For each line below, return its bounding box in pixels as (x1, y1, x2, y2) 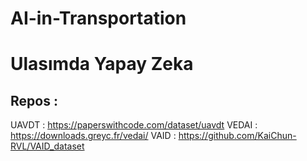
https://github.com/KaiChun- (178, 130, 297, 142)
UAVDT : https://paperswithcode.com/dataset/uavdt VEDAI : (10, 119, 258, 131)
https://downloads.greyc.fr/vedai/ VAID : (10, 130, 177, 142)
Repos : (10, 92, 58, 109)
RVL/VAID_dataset (10, 140, 85, 152)
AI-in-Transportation (10, 7, 187, 30)
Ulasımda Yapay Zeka (10, 53, 194, 76)
